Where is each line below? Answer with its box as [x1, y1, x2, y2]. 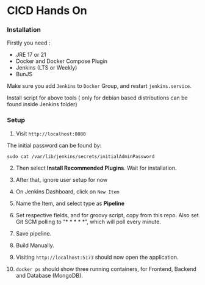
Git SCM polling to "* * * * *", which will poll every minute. [15, 218, 161, 225]
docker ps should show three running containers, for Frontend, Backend [15, 265, 197, 272]
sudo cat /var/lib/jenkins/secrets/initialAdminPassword [7, 153, 155, 159]
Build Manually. [15, 242, 54, 249]
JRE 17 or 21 [15, 51, 46, 59]
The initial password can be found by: [7, 142, 102, 149]
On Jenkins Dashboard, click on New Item [15, 187, 120, 195]
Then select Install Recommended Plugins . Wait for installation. [15, 164, 177, 171]
